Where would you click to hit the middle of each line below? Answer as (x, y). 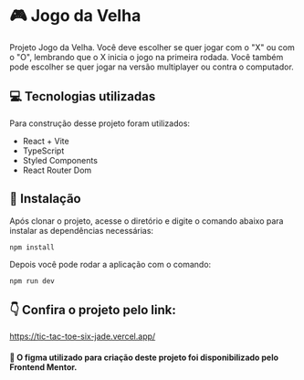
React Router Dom (57, 170)
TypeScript (43, 151)
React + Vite (46, 141)
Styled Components (60, 160)
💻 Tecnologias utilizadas (83, 96)
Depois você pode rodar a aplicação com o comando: (110, 264)
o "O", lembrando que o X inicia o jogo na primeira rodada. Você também (147, 57)
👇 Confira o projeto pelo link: (93, 310)
